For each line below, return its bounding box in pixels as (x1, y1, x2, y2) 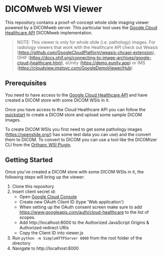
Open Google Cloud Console (19, 193, 77, 200)
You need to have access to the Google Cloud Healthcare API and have (5, 92, 147, 98)
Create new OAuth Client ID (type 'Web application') (19, 199, 124, 205)
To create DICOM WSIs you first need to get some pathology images (5, 126, 143, 132)
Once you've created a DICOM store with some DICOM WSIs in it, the (5, 169, 144, 174)
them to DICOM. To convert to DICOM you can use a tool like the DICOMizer (5, 137, 157, 142)
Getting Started (5, 156, 53, 164)
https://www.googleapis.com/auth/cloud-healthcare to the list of (19, 209, 149, 215)
